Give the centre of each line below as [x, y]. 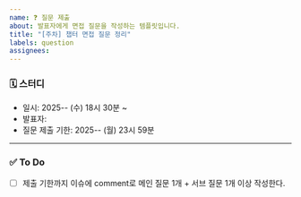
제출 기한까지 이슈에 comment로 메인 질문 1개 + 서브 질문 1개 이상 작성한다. [154, 183]
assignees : [30, 51]
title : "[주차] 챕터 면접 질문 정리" [70, 34]
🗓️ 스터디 [27, 84]
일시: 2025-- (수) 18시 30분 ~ [75, 107]
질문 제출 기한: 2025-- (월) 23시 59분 [88, 130]
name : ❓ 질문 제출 [40, 17]
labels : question [42, 43]
